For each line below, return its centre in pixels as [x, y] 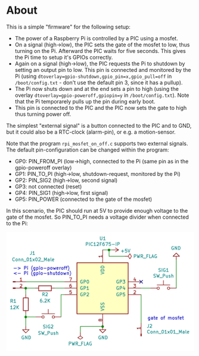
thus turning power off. [43, 114]
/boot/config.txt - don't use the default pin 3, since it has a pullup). [99, 82]
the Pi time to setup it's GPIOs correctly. [64, 57]
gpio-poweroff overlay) [43, 168]
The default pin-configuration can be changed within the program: [88, 150]
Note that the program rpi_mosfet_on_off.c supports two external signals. [97, 143]
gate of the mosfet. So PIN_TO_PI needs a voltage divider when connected [98, 217]
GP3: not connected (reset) [48, 186]
